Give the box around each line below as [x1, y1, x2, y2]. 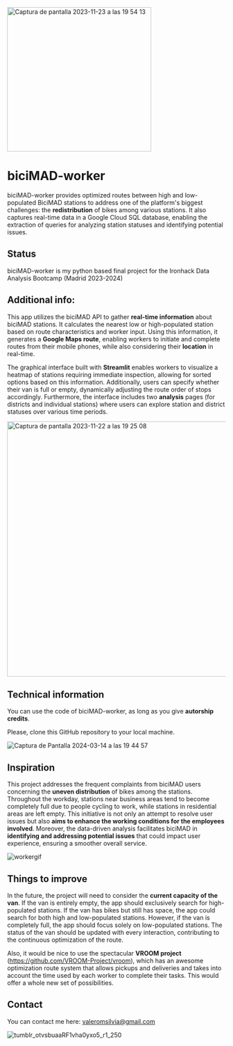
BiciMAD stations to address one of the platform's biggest [37, 198, 203, 207]
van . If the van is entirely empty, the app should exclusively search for [7, 899, 208, 907]
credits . [7, 714, 30, 723]
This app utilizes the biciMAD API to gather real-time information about [7, 312, 213, 321]
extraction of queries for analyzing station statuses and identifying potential [7, 220, 223, 229]
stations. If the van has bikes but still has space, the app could [37, 906, 216, 914]
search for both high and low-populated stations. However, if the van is [7, 914, 210, 922]
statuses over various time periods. [7, 407, 108, 416]
